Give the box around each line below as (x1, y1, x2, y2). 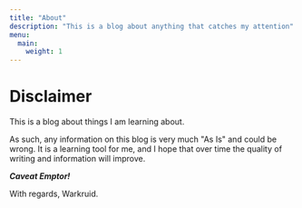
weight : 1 (25, 47, 63, 56)
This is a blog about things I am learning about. (9, 116, 185, 127)
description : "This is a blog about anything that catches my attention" (9, 22, 295, 31)
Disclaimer (9, 86, 93, 107)
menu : (9, 30, 30, 39)
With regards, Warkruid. (9, 188, 99, 200)
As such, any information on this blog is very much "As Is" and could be (9, 134, 278, 145)
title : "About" (9, 13, 67, 23)
